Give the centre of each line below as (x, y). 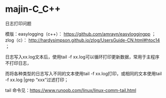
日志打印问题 (18, 23)
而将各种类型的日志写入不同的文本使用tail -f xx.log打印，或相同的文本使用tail (83, 73)
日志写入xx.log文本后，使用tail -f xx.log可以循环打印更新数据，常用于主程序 (83, 57)
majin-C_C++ (33, 9)
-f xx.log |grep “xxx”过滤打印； (37, 80)
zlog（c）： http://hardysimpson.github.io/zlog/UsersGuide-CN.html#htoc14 (83, 40)
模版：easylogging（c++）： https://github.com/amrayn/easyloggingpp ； (81, 34)
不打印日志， (18, 63)
